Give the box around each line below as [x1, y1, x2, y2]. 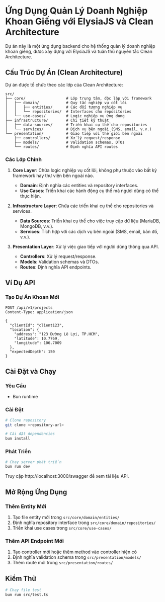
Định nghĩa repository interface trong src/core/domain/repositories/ [12, 520, 156, 526]
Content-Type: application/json [5, 309, 73, 314]
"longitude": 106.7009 [14, 340, 62, 346]
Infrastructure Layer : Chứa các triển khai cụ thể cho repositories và [12, 203, 154, 209]
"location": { [10, 327, 39, 332]
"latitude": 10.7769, [14, 336, 59, 341]
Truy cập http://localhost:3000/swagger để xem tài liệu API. [5, 473, 129, 479]
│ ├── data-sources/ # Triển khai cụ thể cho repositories [5, 122, 147, 127]
